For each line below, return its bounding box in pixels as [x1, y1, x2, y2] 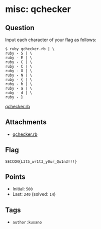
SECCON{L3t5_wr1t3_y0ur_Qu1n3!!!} [5, 159, 77, 164]
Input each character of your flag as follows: [5, 37, 96, 43]
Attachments [5, 118, 47, 126]
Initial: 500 [12, 186, 33, 192]
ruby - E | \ [5, 55, 32, 60]
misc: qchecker [5, 4, 71, 15]
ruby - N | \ [5, 73, 32, 78]
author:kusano [12, 220, 42, 225]
